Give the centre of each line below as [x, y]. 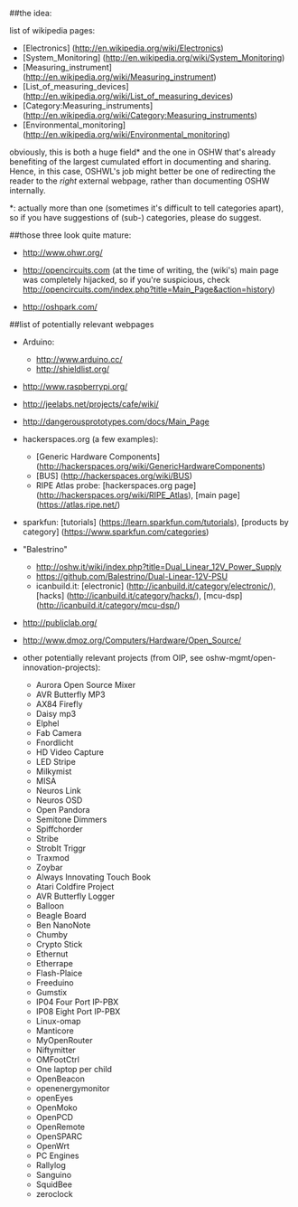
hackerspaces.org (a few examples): [90, 439]
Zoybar [49, 868]
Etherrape [55, 963]
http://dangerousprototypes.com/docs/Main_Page [116, 421]
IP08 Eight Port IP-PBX [78, 1011]
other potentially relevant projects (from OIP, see [113, 658]
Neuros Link [58, 791]
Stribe [47, 839]
